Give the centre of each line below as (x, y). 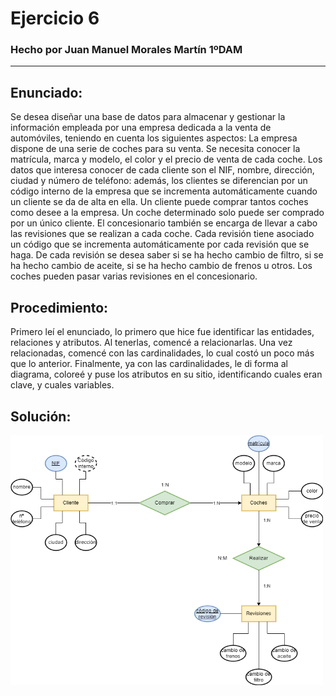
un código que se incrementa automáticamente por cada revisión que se (160, 244)
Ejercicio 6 (55, 18)
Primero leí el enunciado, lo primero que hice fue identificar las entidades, (162, 332)
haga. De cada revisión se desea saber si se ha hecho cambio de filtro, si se (167, 255)
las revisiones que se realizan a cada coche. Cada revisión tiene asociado (162, 234)
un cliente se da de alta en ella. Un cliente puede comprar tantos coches (159, 202)
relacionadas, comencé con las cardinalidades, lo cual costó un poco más (162, 353)
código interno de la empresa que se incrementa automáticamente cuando (164, 191)
